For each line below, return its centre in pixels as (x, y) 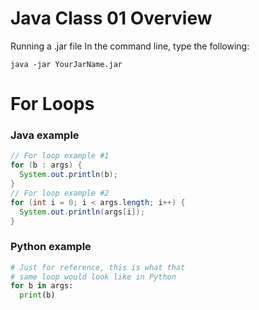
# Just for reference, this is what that (98, 267)
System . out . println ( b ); (68, 175)
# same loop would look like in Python (93, 277)
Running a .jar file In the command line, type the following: (130, 46)
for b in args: (42, 286)
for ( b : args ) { (46, 165)
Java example (45, 135)
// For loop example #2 (60, 193)
